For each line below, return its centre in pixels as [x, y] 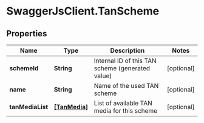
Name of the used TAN [126, 86]
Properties [27, 34]
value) [103, 76]
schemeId [24, 68]
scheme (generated [122, 68]
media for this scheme [126, 111]
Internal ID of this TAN [125, 61]
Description [127, 51]
